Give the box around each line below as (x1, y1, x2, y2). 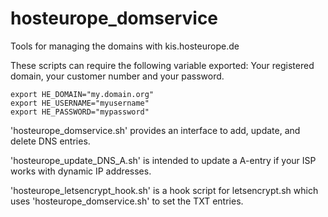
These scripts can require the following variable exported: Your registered (10, 59, 315, 71)
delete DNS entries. (10, 135, 91, 147)
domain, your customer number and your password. (10, 70, 225, 82)
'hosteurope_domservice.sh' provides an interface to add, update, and (10, 124, 301, 136)
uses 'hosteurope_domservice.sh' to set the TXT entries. (10, 195, 244, 207)
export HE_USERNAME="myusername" (10, 98, 150, 108)
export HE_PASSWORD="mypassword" (10, 107, 150, 117)
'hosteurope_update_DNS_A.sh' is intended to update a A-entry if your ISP (10, 154, 317, 166)
